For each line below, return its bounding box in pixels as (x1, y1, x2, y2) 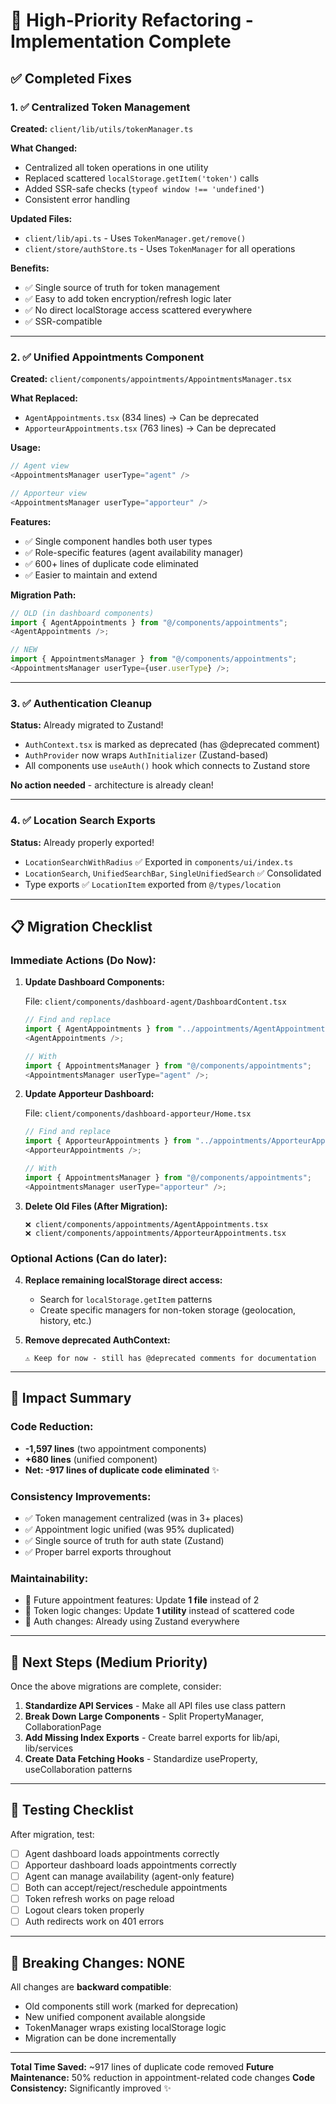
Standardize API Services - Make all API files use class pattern (24, 1700, 287, 1712)
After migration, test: (10, 1828, 95, 1840)
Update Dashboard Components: (24, 976, 165, 988)
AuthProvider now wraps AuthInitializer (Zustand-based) (24, 749, 269, 761)
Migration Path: (10, 589, 77, 601)
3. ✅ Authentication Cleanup (10, 696, 153, 710)
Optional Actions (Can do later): (10, 1251, 168, 1265)
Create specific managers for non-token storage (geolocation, (39, 1304, 297, 1316)
